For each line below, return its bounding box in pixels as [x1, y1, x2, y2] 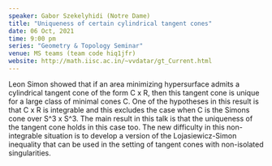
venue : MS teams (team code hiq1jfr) [8, 49, 136, 57]
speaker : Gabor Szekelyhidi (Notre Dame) [8, 11, 151, 20]
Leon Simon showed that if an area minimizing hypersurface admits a [8, 79, 240, 89]
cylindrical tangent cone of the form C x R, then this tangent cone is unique [8, 87, 260, 97]
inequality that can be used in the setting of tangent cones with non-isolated [8, 139, 264, 149]
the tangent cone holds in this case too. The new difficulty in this [8, 122, 225, 132]
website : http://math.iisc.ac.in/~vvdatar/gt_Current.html [8, 57, 213, 66]
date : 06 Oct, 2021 [8, 27, 75, 35]
